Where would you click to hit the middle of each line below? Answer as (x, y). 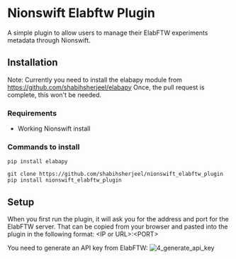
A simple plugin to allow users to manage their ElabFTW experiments (108, 33)
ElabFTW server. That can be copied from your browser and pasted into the (118, 227)
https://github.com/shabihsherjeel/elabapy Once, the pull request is (106, 87)
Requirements (32, 113)
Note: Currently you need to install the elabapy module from (95, 79)
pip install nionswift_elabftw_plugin (64, 180)
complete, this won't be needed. (55, 94)
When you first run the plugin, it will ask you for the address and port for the (118, 219)
